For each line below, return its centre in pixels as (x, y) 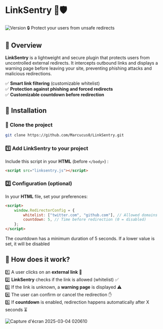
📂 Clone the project (29, 125)
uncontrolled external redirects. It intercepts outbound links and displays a (82, 63)
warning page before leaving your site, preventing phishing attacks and (78, 68)
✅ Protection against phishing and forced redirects (59, 89)
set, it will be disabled (27, 244)
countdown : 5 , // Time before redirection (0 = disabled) (85, 220)
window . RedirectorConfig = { (44, 210)
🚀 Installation (26, 111)
